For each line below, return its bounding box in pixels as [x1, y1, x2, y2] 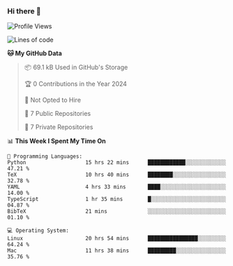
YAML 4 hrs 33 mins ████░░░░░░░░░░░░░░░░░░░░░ [7, 184, 227, 191]
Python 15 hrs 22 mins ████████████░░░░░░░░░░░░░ [7, 159, 227, 166]
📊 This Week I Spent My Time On [7, 137, 106, 145]
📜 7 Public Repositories [24, 110, 91, 118]
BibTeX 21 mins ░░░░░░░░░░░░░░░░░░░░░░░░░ [7, 208, 227, 215]
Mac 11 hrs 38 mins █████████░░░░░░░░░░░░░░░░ [7, 247, 227, 254]
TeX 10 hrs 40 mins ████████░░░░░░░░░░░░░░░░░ [7, 171, 227, 179]
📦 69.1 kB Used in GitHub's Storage [24, 63, 128, 72]
